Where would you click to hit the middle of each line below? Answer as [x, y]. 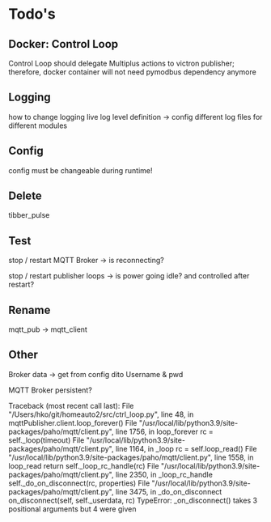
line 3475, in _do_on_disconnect [169, 491]
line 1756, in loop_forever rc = [165, 431]
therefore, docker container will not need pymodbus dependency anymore [132, 72]
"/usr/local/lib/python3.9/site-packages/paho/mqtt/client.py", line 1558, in [131, 457]
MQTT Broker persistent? [51, 390]
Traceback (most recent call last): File [71, 405]
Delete [25, 196]
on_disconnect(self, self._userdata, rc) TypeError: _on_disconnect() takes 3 [133, 500]
